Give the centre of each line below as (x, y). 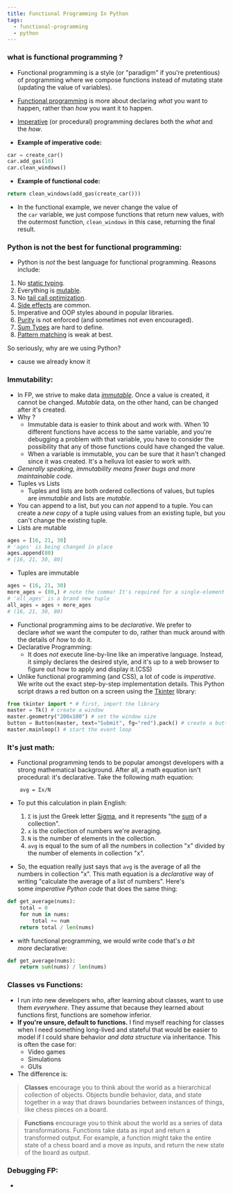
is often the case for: (47, 1044)
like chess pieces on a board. (66, 1109)
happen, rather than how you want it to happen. (85, 108)
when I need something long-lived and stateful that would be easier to (117, 1029)
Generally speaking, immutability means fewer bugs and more (106, 469)
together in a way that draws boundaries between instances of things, (124, 1102)
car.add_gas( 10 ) (31, 161)
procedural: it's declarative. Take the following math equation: (105, 777)
